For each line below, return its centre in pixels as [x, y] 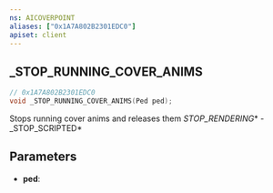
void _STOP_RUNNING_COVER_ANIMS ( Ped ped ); [91, 101]
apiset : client [38, 35]
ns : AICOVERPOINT [42, 18]
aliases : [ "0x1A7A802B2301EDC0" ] [73, 26]
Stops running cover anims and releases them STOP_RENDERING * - [137, 118]
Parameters [43, 157]
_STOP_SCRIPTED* [46, 127]
